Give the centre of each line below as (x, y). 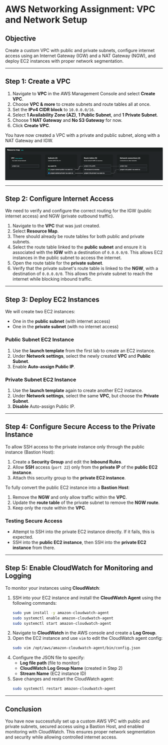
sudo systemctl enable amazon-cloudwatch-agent (63, 618)
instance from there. (34, 548)
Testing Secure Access (34, 521)
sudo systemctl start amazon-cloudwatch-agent (62, 623)
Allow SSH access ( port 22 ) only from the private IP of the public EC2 (85, 467)
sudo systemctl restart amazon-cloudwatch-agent (64, 689)
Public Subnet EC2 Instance (39, 340)
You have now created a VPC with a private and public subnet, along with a (82, 135)
